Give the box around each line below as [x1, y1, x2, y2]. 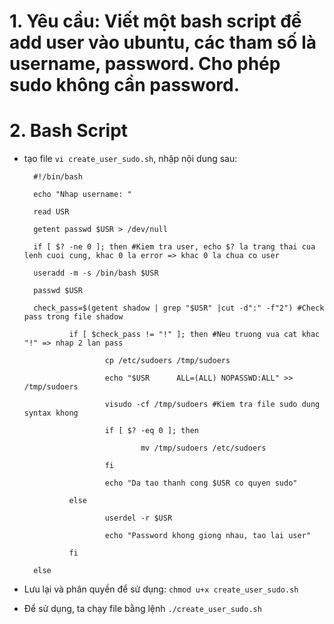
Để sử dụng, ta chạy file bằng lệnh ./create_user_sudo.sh [23, 603, 262, 615]
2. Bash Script [9, 120, 129, 142]
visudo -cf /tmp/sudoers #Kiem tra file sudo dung [104, 400, 321, 410]
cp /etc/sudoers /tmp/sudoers [104, 356, 231, 366]
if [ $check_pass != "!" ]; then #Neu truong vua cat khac [68, 330, 321, 340]
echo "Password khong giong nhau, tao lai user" [104, 531, 311, 541]
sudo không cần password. [9, 74, 241, 97]
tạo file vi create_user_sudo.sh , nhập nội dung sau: [23, 153, 238, 165]
